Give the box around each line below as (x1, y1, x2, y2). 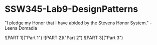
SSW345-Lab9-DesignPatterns (5, 3, 138, 15)
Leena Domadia (5, 25, 37, 31)
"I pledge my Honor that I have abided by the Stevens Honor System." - (5, 20, 152, 26)
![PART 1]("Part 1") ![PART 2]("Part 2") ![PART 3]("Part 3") (5, 35, 123, 41)
